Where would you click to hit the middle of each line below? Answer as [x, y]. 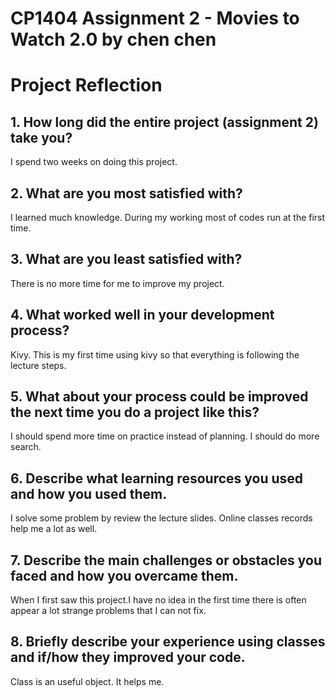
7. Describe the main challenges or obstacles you [166, 560]
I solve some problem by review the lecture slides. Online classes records [161, 518]
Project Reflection [86, 85]
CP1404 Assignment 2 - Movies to [155, 18]
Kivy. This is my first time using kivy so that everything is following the [155, 354]
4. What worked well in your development [142, 315]
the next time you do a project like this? [135, 412]
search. [26, 447]
